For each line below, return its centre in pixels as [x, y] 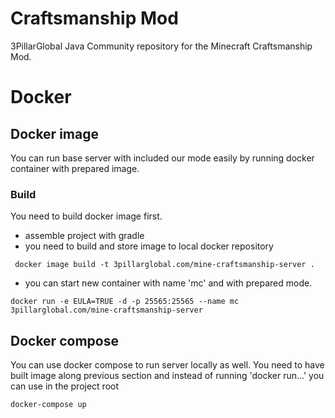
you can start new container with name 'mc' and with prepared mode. [168, 283]
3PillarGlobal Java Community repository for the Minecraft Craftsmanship [161, 46]
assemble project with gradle [84, 236]
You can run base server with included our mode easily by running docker [162, 158]
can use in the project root [65, 386]
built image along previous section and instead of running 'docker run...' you [167, 376]
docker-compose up [48, 405]
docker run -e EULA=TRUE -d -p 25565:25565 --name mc [125, 302]
